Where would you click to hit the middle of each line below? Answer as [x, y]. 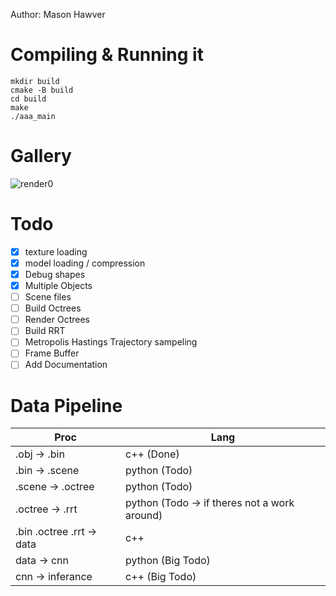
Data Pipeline [66, 405]
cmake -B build [42, 90]
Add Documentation [66, 365]
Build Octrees [53, 308]
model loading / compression [85, 263]
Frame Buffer [52, 353]
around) [144, 516]
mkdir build [35, 81]
